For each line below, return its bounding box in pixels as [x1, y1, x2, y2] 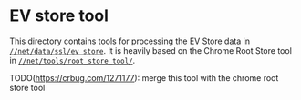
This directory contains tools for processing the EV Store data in [9, 35, 251, 46]
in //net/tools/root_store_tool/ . [9, 55, 136, 65]
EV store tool [9, 5, 109, 26]
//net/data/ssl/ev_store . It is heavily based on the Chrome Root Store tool [9, 45, 292, 55]
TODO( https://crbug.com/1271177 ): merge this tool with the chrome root [9, 72, 279, 83]
